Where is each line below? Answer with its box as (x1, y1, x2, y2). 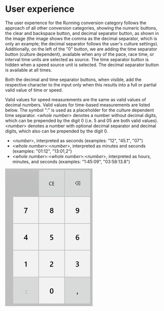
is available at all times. (5, 67, 52, 73)
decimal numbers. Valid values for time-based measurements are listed (5, 102, 150, 108)
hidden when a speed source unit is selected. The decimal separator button (5, 62, 159, 68)
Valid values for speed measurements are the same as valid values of (5, 96, 146, 102)
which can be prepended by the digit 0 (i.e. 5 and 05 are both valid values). (5, 117, 158, 123)
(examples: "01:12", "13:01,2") (12, 148, 73, 154)
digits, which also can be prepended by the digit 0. (5, 128, 108, 134)
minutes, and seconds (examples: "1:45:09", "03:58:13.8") (12, 158, 130, 164)
